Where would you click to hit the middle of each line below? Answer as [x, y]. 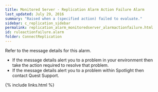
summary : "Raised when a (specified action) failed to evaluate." [74, 18]
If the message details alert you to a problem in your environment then [82, 60]
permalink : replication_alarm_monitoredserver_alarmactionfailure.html [79, 28]
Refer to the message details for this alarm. [48, 50]
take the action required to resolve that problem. [60, 65]
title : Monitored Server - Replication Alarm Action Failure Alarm [75, 9]
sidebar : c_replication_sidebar [38, 23]
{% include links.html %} [30, 85]
